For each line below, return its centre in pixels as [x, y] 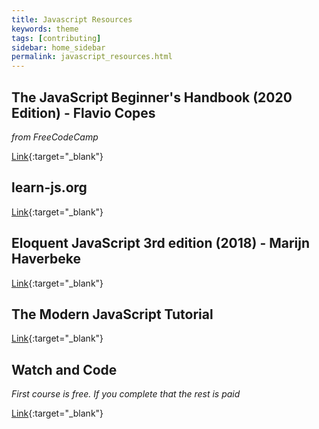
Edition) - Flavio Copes [83, 112]
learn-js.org [49, 187]
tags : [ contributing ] [56, 38]
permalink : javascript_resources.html [92, 57]
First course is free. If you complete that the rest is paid [126, 394]
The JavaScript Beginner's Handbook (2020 [152, 97]
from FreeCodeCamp [55, 137]
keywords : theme [45, 29]
